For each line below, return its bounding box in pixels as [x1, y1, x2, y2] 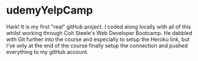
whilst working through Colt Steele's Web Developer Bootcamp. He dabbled [6, 29, 193, 36]
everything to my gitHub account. [6, 48, 89, 55]
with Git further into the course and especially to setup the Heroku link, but [6, 36, 190, 43]
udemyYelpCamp [6, 4, 94, 17]
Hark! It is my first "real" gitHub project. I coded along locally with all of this [6, 23, 191, 30]
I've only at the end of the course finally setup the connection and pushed [6, 42, 188, 49]
